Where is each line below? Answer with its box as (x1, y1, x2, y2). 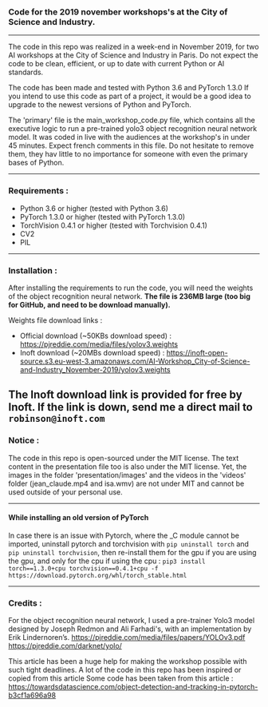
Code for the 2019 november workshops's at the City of (8, 6, 228, 18)
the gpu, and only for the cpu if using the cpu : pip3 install (8, 556, 206, 566)
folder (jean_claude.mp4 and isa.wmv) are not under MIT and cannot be (8, 479, 245, 488)
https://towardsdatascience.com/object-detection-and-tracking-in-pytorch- (8, 682, 258, 692)
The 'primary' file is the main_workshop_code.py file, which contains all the (8, 115, 255, 125)
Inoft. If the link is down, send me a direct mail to (8, 400, 254, 414)
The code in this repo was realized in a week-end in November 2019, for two (8, 42, 259, 52)
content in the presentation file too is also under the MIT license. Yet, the (8, 462, 247, 471)
